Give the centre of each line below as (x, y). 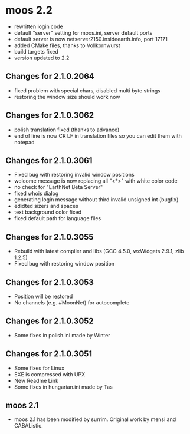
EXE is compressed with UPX (50, 374)
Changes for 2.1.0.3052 (50, 321)
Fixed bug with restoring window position (64, 264)
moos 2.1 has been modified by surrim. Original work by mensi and (95, 419)
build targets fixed (36, 51)
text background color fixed (48, 212)
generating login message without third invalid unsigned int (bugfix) (96, 200)
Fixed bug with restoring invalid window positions (74, 175)
